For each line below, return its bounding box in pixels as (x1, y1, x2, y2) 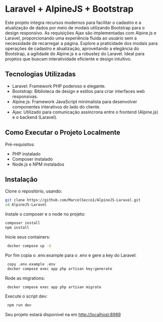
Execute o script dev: (5, 293, 48, 299)
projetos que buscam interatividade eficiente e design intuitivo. (5, 56, 132, 62)
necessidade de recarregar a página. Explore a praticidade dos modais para (5, 40, 158, 46)
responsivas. (12, 93, 38, 99)
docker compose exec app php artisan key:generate (7, 266, 112, 271)
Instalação (5, 175, 38, 184)
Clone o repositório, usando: (5, 188, 62, 194)
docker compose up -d (7, 243, 51, 248)
